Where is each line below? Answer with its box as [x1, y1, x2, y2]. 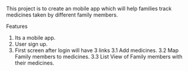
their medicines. [14, 59, 55, 66]
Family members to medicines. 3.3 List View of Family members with [14, 53, 183, 60]
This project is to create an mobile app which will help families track [6, 5, 172, 12]
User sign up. [14, 41, 48, 47]
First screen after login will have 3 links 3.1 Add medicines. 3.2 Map [14, 47, 179, 54]
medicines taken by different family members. [6, 11, 119, 18]
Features [6, 23, 28, 30]
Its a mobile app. [14, 34, 56, 41]
